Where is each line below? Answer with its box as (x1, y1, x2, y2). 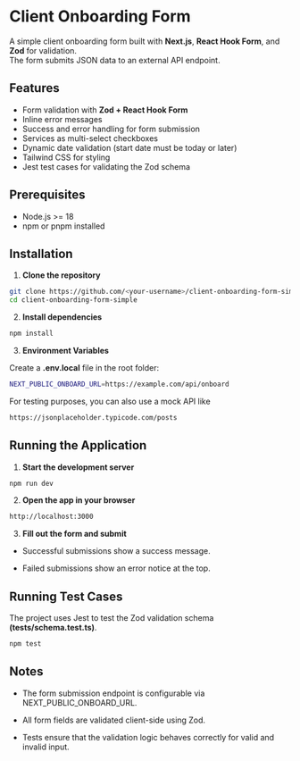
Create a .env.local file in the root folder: (9, 363, 159, 372)
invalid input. (21, 741, 70, 752)
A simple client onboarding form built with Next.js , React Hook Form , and (9, 36, 280, 46)
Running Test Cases (9, 589, 123, 604)
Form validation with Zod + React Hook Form (21, 105, 188, 115)
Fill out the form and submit (21, 529, 127, 539)
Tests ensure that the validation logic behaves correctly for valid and (21, 732, 275, 742)
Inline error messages (21, 113, 103, 124)
